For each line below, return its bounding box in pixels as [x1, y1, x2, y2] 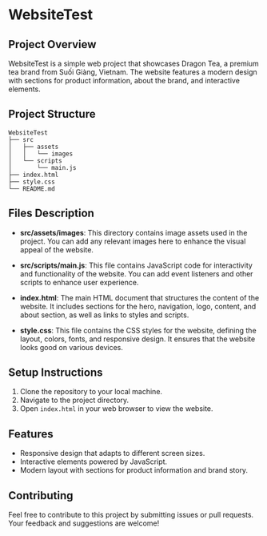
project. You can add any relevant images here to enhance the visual [19, 236, 246, 246]
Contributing [8, 489, 74, 502]
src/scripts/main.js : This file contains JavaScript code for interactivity [19, 260, 253, 270]
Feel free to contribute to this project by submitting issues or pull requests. [8, 510, 254, 520]
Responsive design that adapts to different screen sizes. [19, 449, 205, 458]
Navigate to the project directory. [19, 395, 130, 405]
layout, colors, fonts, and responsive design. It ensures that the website [19, 334, 256, 344]
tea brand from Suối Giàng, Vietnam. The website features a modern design [8, 67, 257, 77]
